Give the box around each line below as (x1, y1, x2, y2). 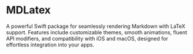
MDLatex (6, 3, 51, 17)
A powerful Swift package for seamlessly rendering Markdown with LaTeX (6, 23, 185, 30)
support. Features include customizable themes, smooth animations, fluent (6, 28, 187, 35)
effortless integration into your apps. (6, 41, 95, 48)
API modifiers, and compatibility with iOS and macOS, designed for (6, 35, 169, 42)
